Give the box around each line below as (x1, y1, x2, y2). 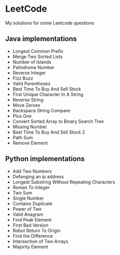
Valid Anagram (12, 211, 44, 217)
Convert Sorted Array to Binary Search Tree (12, 118, 104, 124)
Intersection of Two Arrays (12, 238, 68, 244)
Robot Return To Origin (12, 227, 61, 234)
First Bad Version (12, 222, 49, 228)
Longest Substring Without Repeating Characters (12, 179, 115, 185)
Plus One (12, 113, 32, 119)
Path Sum (12, 134, 33, 140)
